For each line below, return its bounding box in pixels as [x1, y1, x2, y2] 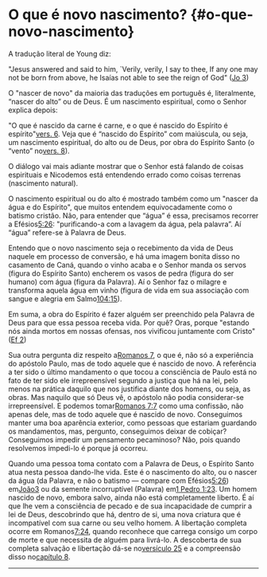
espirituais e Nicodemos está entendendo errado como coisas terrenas [8, 170, 241, 179]
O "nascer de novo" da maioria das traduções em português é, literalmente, [8, 88, 256, 97]
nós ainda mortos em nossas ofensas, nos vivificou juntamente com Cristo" [8, 326, 256, 336]
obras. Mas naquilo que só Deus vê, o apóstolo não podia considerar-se [8, 392, 244, 402]
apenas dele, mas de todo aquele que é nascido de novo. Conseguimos [8, 409, 243, 419]
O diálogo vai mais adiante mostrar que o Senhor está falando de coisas [8, 161, 244, 171]
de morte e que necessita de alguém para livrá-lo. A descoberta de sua [8, 535, 242, 544]
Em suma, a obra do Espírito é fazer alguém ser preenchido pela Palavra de [8, 309, 255, 319]
